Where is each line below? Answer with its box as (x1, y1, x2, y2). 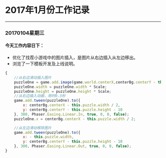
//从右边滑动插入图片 (14, 75, 52, 80)
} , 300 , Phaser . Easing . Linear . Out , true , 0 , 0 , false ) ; (14, 144, 132, 149)
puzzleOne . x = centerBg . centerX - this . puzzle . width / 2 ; (14, 117, 136, 121)
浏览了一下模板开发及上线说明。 (12, 61, 78, 67)
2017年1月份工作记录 (5, 4, 90, 16)
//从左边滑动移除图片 (14, 125, 52, 130)
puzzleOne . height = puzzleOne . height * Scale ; (14, 89, 112, 94)
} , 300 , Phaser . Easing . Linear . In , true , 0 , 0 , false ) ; (14, 112, 129, 117)
